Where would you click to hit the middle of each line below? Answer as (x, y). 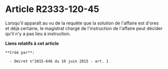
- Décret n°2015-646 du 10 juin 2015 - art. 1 (59, 61)
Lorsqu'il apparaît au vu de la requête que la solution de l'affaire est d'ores (82, 23)
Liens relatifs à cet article (32, 43)
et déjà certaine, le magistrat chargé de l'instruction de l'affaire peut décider (84, 28)
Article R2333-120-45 (52, 9)
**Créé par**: (20, 52)
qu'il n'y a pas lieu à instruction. (38, 33)
